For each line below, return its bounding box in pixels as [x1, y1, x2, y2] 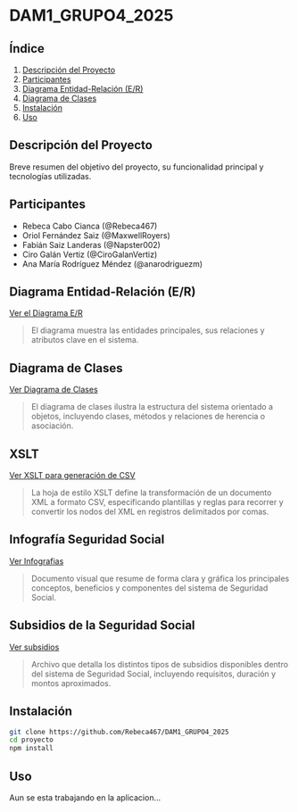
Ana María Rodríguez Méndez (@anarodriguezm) [21, 258, 203, 269]
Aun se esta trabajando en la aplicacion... [9, 791, 161, 803]
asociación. [30, 420, 74, 431]
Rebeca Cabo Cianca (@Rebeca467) [21, 220, 158, 231]
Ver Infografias [9, 555, 64, 567]
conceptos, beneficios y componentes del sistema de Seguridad [30, 582, 269, 593]
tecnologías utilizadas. [9, 170, 92, 181]
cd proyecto [9, 735, 54, 745]
